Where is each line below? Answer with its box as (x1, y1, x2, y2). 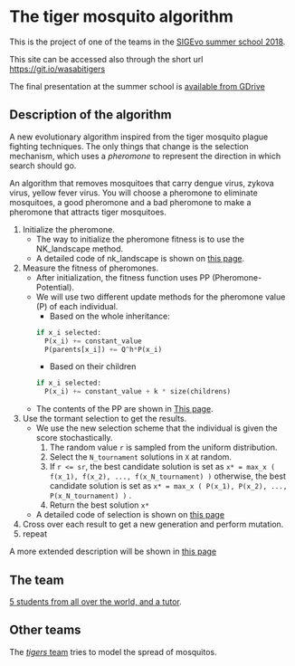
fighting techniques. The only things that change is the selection (9, 140, 249, 151)
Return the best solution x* (49, 499, 149, 510)
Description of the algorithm (9, 107, 172, 123)
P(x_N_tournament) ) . (49, 490, 132, 501)
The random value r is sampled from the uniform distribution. (49, 442, 278, 453)
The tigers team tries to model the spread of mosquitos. (9, 646, 217, 657)
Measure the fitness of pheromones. (22, 262, 159, 273)
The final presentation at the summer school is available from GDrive (9, 81, 265, 91)
